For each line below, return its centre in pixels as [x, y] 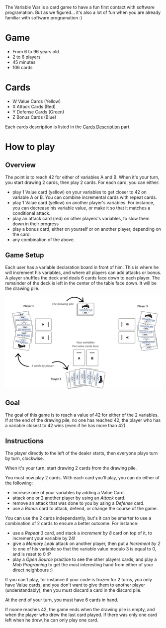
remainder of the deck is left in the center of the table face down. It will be [81, 283]
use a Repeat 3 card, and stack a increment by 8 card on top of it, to [82, 533]
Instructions [24, 441]
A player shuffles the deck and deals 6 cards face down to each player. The [83, 277]
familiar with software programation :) [44, 18]
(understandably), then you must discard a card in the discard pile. [73, 590]
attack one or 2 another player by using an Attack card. [69, 498]
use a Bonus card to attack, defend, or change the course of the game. [85, 508]
